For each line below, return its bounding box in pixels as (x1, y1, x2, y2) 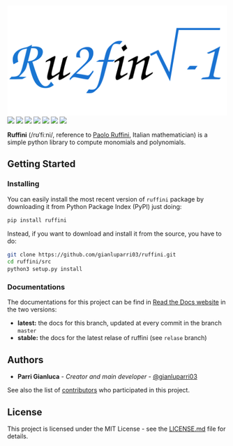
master (17, 328, 37, 334)
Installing (7, 179, 40, 189)
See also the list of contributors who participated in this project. (7, 386, 190, 394)
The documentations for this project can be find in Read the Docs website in (7, 298, 226, 307)
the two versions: (7, 305, 57, 314)
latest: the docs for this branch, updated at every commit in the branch (17, 319, 222, 328)
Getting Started (7, 158, 76, 170)
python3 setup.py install (7, 266, 82, 273)
